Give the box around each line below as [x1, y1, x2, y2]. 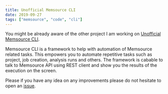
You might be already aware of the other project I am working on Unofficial [5, 31, 161, 37]
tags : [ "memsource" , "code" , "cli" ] [5, 17, 82, 22]
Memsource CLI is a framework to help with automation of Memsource [5, 46, 153, 52]
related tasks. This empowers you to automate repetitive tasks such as [5, 51, 152, 57]
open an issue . [5, 83, 36, 89]
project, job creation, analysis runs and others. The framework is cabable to [5, 57, 163, 63]
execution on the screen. [5, 68, 57, 74]
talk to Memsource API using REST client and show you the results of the [5, 62, 157, 69]
